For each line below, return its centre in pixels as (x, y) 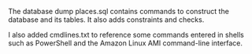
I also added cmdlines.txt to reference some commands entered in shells (126, 35)
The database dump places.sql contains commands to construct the (119, 11)
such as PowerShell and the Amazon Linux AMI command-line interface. (125, 43)
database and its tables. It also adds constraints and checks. (106, 20)
